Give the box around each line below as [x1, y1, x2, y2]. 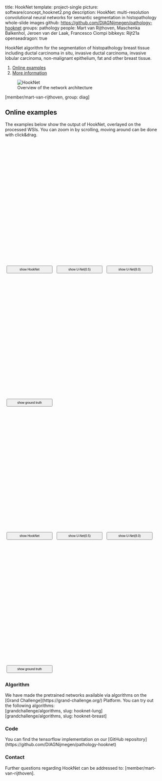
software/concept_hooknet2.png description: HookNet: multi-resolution [5, 9, 149, 15]
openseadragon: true [5, 35, 48, 41]
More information [12, 70, 47, 75]
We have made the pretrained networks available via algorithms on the [5, 692, 147, 698]
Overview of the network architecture [17, 85, 93, 90]
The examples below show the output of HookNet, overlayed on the [5, 121, 141, 127]
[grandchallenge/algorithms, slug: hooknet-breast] [5, 713, 107, 719]
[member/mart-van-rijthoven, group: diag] [5, 94, 90, 100]
